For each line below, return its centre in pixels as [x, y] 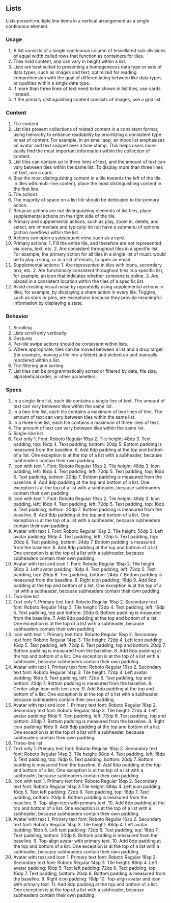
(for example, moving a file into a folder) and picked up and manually [85, 354]
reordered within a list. [37, 360]
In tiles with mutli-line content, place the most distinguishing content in [87, 184]
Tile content [26, 124]
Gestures [23, 338]
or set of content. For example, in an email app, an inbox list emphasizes [89, 140]
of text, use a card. [33, 173]
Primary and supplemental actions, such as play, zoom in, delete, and [86, 221]
